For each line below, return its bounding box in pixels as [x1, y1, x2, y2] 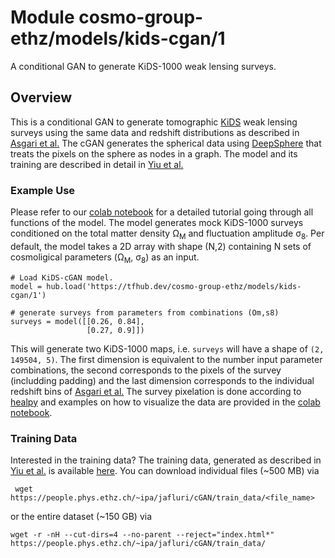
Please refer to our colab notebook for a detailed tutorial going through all [10, 206, 314, 218]
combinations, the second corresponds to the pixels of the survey [10, 364, 282, 376]
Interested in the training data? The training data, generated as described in [10, 454, 322, 466]
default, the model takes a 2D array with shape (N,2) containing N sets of [10, 240, 312, 252]
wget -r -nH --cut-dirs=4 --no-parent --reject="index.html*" [10, 529, 275, 540]
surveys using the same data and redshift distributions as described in [10, 126, 300, 138]
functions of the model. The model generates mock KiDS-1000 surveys [10, 217, 304, 229]
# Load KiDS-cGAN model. [10, 272, 114, 283]
